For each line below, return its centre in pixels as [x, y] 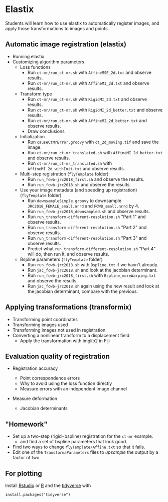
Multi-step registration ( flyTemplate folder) [64, 174]
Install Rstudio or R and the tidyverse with [48, 485]
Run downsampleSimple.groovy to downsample [74, 200]
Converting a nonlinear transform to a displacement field [71, 335]
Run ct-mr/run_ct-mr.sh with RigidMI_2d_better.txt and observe [95, 110]
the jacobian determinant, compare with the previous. [83, 291]
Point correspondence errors [50, 378]
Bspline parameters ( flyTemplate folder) [61, 259]
